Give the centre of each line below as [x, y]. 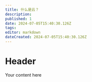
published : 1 [18, 19]
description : [18, 14]
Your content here [23, 75]
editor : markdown [23, 32]
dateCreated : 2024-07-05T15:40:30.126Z [46, 37]
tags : [11, 28]
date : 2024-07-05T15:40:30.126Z [38, 23]
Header [20, 61]
